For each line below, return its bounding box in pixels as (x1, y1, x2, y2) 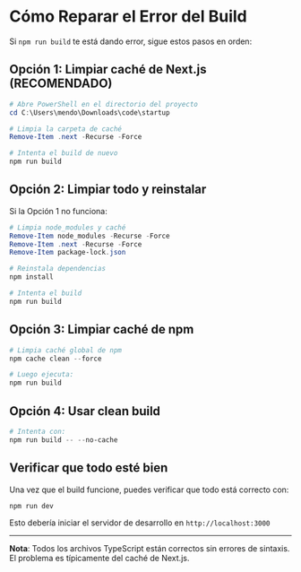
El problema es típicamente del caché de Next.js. (9, 553, 190, 564)
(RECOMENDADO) (9, 76, 113, 91)
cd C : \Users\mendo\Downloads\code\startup (9, 108, 170, 117)
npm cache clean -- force (9, 354, 102, 363)
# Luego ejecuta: (9, 370, 74, 379)
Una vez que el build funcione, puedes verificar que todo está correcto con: (9, 484, 289, 495)
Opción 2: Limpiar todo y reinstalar (9, 182, 207, 197)
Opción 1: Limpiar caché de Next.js (9, 62, 207, 77)
